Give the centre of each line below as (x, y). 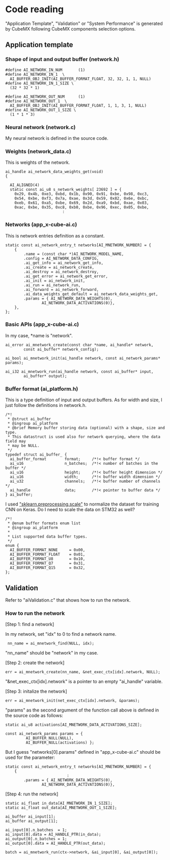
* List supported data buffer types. (47, 537)
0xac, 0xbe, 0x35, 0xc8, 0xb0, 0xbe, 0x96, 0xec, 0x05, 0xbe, (82, 207)
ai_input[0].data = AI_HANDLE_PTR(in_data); (53, 835)
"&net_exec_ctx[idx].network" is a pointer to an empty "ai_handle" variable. (84, 681)
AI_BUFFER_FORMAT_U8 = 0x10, (48, 559)
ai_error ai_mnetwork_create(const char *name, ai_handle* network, (79, 345)
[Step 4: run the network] (32, 794)
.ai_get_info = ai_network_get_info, (63, 263)
